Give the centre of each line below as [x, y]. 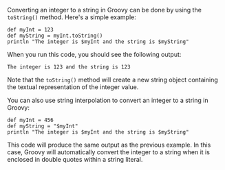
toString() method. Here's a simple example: [72, 17]
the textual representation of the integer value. [73, 87]
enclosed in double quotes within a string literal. [75, 159]
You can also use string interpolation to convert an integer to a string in [108, 100]
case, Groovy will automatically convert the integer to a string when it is [108, 152]
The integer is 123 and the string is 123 [69, 67]
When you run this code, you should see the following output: [94, 54]
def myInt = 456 [30, 120]
